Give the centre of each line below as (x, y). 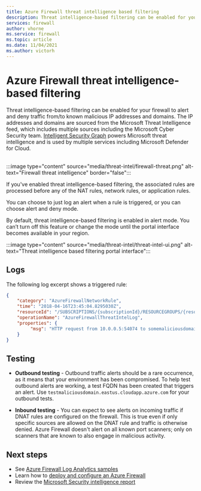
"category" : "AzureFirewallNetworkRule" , (69, 301)
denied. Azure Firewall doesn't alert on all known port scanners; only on (103, 429)
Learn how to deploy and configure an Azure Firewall (80, 475)
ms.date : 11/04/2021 (32, 46)
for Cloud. (19, 148)
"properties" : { (37, 323)
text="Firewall (23, 172)
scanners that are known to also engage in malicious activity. (90, 436)
